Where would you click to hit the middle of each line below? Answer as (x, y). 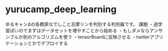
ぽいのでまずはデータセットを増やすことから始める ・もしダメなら (79, 30)
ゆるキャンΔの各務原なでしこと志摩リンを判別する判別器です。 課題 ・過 (82, 24)
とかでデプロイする (47, 43)
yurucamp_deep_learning (61, 9)
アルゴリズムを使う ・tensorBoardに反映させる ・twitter (91, 37)
